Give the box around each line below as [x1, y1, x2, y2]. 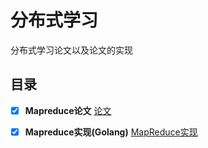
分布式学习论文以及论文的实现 [10, 44, 133, 56]
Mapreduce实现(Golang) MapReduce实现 [24, 126, 198, 138]
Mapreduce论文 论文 [24, 104, 112, 116]
